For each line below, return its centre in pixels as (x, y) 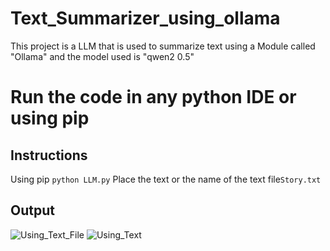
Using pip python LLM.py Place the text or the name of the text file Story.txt (166, 179)
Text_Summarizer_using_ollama (145, 18)
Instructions (49, 155)
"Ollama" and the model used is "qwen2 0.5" (102, 56)
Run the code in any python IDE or (153, 97)
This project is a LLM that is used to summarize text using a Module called (163, 46)
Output (32, 210)
